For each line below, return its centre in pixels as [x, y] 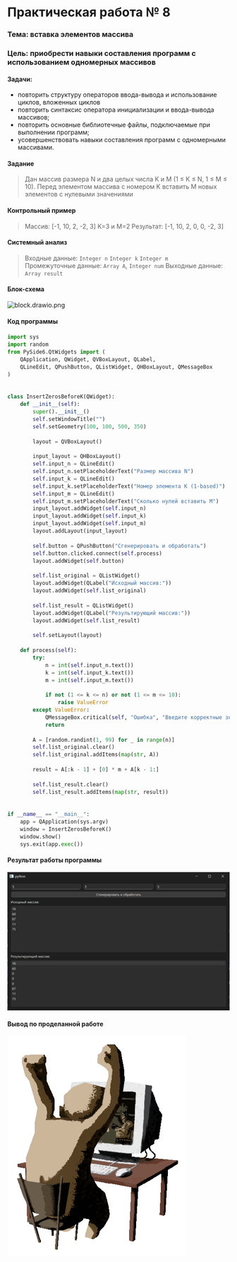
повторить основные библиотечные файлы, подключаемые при [114, 125]
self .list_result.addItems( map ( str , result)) [101, 792]
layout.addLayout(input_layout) [80, 531]
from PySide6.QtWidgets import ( [56, 352]
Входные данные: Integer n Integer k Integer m [96, 258]
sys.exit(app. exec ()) [51, 844]
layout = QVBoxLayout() [67, 442]
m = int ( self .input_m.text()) [89, 680]
